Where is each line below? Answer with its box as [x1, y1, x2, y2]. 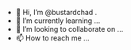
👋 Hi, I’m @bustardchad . [15, 8, 98, 17]
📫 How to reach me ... [15, 33, 90, 43]
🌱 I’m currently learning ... [15, 16, 101, 25]
